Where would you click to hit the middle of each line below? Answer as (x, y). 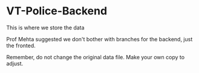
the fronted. (21, 45)
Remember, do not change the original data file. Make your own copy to (96, 57)
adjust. (15, 63)
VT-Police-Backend (57, 11)
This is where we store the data (45, 28)
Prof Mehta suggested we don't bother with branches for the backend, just (99, 39)
